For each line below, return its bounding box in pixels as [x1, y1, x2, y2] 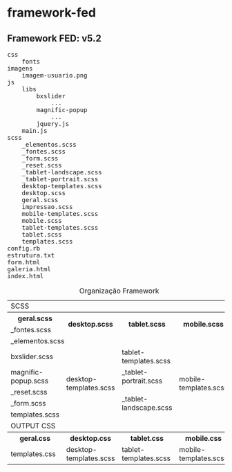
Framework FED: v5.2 [7, 33, 101, 44]
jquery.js [36, 120, 70, 127]
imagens [7, 64, 33, 72]
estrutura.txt [7, 251, 55, 259]
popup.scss [10, 376, 49, 385]
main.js [21, 127, 48, 134]
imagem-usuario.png [21, 71, 88, 79]
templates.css [10, 449, 57, 458]
